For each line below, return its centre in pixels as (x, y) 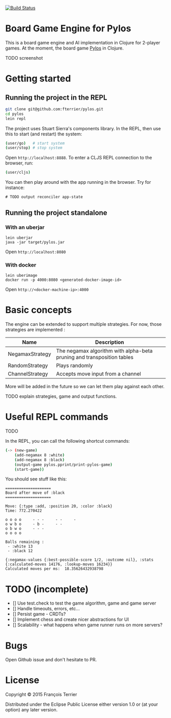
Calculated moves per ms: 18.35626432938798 (54, 569)
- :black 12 (20, 551)
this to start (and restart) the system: (44, 134)
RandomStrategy (28, 366)
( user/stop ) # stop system (34, 148)
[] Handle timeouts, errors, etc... (46, 609)
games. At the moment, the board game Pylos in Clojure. (64, 48)
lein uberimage (21, 276)
